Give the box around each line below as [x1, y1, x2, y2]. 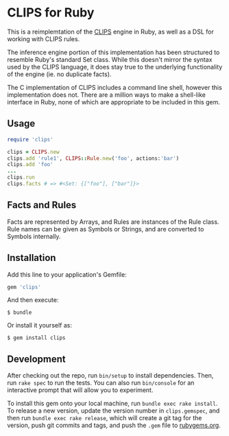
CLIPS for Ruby [7, 5, 95, 21]
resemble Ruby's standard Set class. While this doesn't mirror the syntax [7, 55, 213, 63]
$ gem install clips [7, 334, 67, 341]
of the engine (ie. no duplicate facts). [7, 70, 112, 78]
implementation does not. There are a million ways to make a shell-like [7, 91, 206, 99]
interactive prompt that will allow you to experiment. [7, 386, 154, 394]
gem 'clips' [7, 284, 41, 290]
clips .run [7, 174, 36, 181]
